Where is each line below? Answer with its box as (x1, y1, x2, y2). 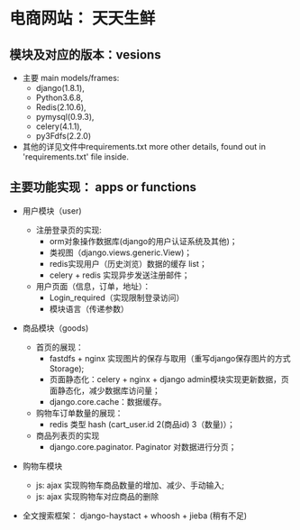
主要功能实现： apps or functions (9, 179, 196, 195)
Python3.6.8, (35, 92, 84, 103)
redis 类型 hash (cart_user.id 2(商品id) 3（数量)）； (49, 418, 236, 429)
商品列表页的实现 (35, 430, 100, 441)
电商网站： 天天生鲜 (9, 8, 156, 29)
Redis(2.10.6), (35, 102, 87, 113)
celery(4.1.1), (35, 121, 83, 132)
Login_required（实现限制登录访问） (49, 292, 185, 303)
